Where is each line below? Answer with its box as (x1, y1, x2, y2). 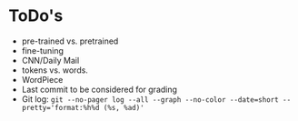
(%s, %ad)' (103, 103, 144, 112)
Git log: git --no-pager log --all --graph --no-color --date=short (21, 93, 279, 105)
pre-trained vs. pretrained (21, 35, 119, 46)
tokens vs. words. (21, 65, 88, 76)
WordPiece (21, 74, 64, 85)
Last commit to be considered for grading (21, 84, 178, 95)
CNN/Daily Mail (21, 55, 80, 66)
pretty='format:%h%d (21, 103, 100, 112)
